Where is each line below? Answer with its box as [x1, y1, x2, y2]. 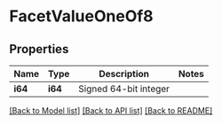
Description [99, 68, 149, 80]
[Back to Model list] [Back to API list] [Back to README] [9, 105, 213, 116]
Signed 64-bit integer [78, 82, 170, 95]
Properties [9, 42, 69, 57]
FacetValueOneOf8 [9, 6, 154, 27]
